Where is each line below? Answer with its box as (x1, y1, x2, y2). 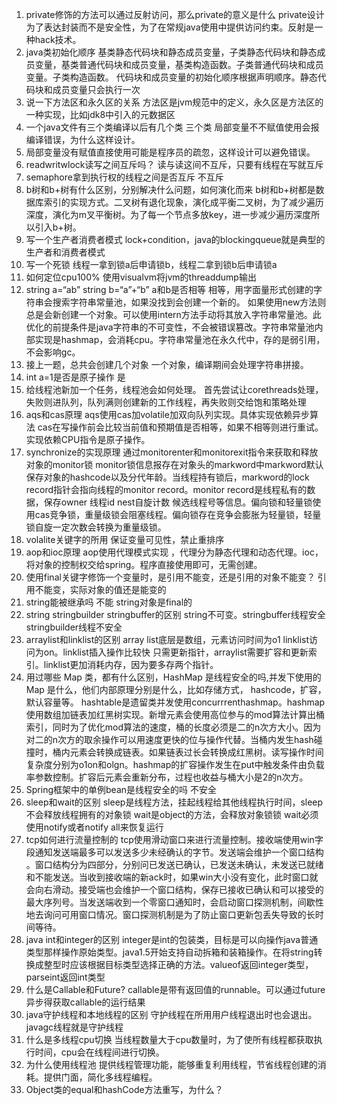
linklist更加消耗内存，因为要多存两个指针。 (43, 659, 219, 670)
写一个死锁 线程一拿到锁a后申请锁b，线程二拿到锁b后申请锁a (25, 259, 278, 270)
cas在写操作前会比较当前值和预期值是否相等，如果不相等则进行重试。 (37, 421, 324, 433)
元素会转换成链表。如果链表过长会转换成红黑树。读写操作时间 (69, 746, 324, 758)
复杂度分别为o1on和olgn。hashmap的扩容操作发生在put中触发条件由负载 (25, 759, 325, 770)
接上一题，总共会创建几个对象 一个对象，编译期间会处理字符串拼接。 (25, 359, 309, 370)
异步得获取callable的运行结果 (25, 996, 146, 1008)
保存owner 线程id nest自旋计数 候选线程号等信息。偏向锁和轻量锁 (43, 496, 313, 508)
